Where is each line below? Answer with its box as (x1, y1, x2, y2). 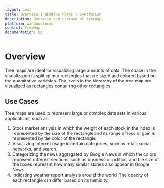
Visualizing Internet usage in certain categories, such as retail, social (12, 140, 151, 146)
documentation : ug (5, 30, 43, 35)
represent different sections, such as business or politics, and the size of (12, 156, 159, 162)
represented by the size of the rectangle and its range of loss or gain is (12, 130, 156, 136)
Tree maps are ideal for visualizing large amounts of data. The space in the (5, 67, 156, 73)
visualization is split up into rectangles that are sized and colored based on (5, 72, 156, 79)
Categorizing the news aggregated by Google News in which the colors (12, 151, 157, 157)
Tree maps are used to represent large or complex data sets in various (5, 110, 147, 116)
